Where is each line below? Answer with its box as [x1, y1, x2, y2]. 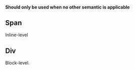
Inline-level [5, 32, 29, 38]
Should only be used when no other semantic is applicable [5, 4, 130, 10]
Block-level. [5, 60, 30, 66]
